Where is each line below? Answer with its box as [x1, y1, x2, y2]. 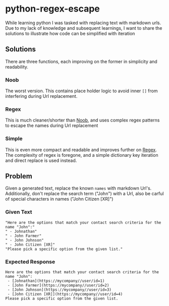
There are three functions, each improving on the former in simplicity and [5, 58, 157, 65]
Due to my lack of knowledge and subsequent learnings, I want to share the [5, 25, 162, 31]
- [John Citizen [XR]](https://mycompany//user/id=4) [7, 292, 123, 297]
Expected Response [5, 258, 55, 265]
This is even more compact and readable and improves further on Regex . [5, 147, 157, 153]
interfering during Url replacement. [5, 93, 78, 99]
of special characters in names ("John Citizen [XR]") [5, 196, 114, 202]
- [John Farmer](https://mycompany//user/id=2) [7, 283, 109, 288]
